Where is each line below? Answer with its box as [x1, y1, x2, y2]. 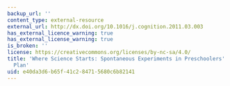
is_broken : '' [7, 42, 49, 49]
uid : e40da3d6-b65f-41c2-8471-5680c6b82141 [7, 68, 135, 75]
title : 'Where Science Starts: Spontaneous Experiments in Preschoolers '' [7, 55, 229, 62]
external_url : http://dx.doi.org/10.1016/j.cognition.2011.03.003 [7, 23, 204, 30]
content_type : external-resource [7, 17, 104, 24]
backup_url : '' [7, 10, 51, 17]
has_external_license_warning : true [7, 36, 113, 43]
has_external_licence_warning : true [7, 29, 113, 37]
